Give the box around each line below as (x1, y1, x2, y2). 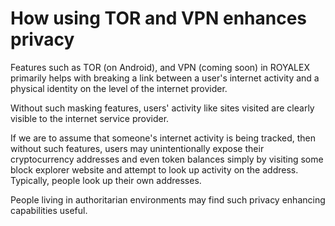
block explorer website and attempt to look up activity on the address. (10, 163, 299, 176)
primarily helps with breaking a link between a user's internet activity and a (10, 72, 320, 84)
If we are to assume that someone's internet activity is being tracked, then (10, 132, 317, 144)
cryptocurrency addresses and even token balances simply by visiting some (10, 153, 324, 165)
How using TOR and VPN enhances (10, 7, 308, 30)
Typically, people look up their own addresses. (10, 174, 202, 186)
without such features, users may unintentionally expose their (10, 142, 265, 154)
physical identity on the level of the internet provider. (10, 82, 228, 94)
